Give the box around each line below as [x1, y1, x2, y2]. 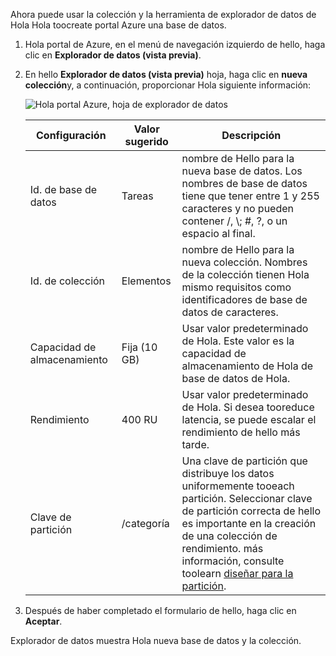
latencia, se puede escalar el [181, 413, 317, 426]
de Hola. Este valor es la [181, 334, 295, 348]
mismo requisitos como [181, 280, 292, 294]
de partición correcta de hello [181, 504, 322, 518]
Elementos [121, 274, 172, 288]
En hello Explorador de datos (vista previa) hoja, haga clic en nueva [24, 69, 308, 80]
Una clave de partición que [181, 454, 308, 468]
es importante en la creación [181, 517, 317, 530]
